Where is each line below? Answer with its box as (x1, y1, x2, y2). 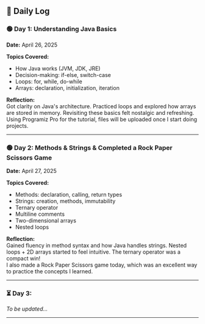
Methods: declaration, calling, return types (15, 191, 123, 198)
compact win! (6, 254, 41, 262)
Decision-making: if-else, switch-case (15, 71, 111, 78)
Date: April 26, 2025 (6, 41, 58, 48)
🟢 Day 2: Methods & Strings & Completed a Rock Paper (6, 143, 173, 152)
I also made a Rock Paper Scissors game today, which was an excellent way (6, 261, 198, 268)
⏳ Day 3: (6, 289, 32, 297)
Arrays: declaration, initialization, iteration (15, 84, 120, 92)
